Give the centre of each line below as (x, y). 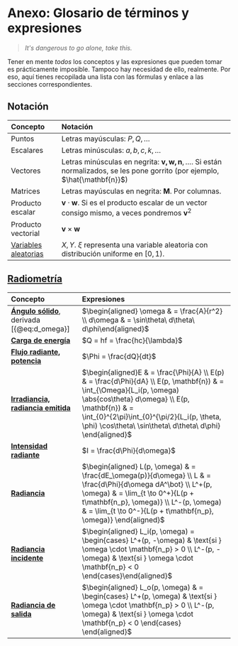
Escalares (27, 150)
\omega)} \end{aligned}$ (123, 520)
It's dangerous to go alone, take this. (78, 48)
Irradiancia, (30, 399)
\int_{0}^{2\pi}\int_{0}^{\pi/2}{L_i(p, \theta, (152, 416)
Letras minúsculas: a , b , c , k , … (111, 150)
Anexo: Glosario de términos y (98, 13)
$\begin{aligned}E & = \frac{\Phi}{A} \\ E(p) (153, 372)
